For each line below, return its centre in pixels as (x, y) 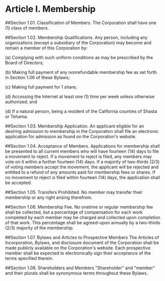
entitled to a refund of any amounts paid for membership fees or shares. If (80, 172)
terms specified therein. (29, 258)
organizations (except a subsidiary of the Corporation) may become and (78, 42)
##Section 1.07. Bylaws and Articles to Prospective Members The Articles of (82, 237)
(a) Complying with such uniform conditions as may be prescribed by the (79, 57)
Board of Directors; (25, 62)
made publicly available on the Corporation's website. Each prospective (78, 248)
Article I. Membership (50, 9)
